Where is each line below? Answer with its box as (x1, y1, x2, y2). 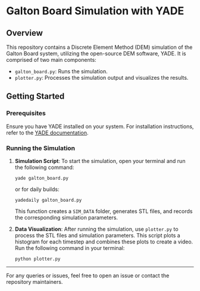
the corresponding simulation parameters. (14, 214, 118, 221)
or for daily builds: (14, 186, 60, 193)
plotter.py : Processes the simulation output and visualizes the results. (14, 74, 189, 81)
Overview (6, 28, 43, 38)
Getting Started (6, 91, 65, 102)
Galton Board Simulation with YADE (6, 4, 185, 18)
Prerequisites (6, 109, 46, 117)
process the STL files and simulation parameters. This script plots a (14, 231, 180, 239)
